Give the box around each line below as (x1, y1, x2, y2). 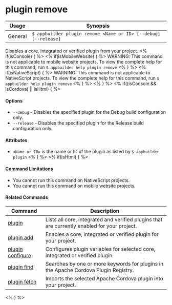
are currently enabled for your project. (45, 222, 137, 229)
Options (5, 97, 23, 104)
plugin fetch (8, 278, 37, 285)
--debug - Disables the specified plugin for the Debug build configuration (12, 109, 166, 115)
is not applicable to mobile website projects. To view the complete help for (5, 58, 162, 65)
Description (90, 207, 119, 214)
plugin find (8, 263, 34, 270)
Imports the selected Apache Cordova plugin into (45, 275, 164, 282)
